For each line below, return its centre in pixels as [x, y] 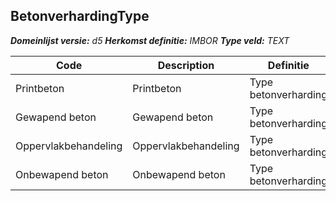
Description [186, 65]
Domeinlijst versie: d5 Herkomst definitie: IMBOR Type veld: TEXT [150, 40]
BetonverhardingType [80, 16]
